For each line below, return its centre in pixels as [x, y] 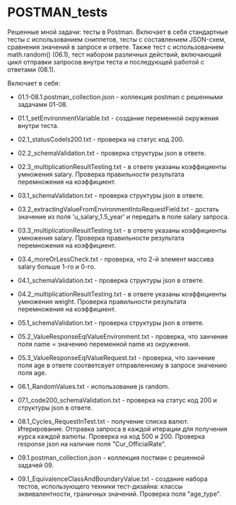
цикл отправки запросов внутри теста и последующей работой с [106, 62]
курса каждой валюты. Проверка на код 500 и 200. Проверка [111, 436]
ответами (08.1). [31, 69]
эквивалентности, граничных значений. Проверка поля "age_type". [119, 494]
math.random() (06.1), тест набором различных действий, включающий [114, 54]
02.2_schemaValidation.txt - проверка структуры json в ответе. [112, 153]
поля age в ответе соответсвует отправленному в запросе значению [122, 365]
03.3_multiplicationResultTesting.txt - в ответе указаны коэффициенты [122, 230]
